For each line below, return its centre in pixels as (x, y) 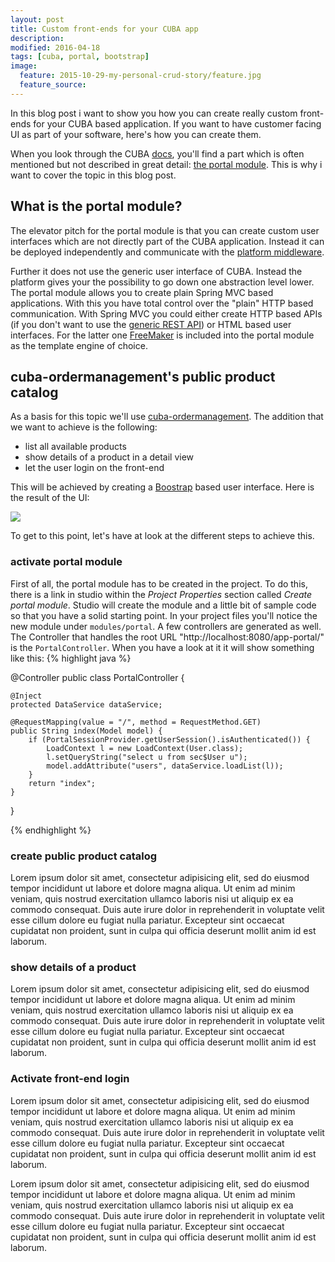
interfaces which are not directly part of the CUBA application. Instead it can (167, 241)
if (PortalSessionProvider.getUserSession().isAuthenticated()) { (169, 739)
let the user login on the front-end (94, 468)
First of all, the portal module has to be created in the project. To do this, (159, 583)
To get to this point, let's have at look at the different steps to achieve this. (162, 536)
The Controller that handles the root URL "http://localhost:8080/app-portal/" (167, 637)
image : (24, 66)
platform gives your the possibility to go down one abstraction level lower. (162, 282)
